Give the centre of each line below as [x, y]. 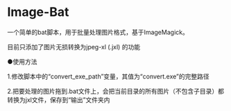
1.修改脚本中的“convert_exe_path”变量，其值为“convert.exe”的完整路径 [108, 76]
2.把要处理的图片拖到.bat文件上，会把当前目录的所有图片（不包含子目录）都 [115, 91]
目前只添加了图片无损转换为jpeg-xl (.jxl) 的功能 [74, 46]
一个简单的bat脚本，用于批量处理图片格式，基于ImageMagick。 [98, 32]
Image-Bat [38, 12]
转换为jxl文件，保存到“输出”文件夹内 [59, 100]
